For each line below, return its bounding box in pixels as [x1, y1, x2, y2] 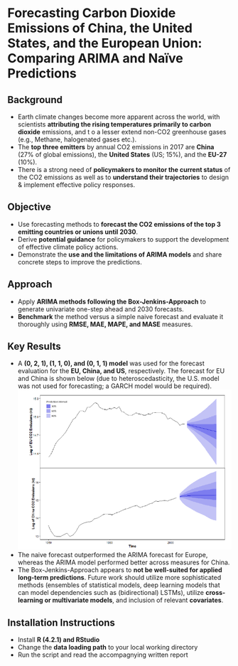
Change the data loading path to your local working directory [17, 643, 198, 652]
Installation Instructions [7, 616, 116, 628]
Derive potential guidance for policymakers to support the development [17, 235, 229, 243]
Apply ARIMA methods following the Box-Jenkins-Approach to [17, 297, 206, 306]
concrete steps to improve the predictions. [17, 257, 142, 266]
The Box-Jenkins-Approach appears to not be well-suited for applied [17, 566, 222, 574]
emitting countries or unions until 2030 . [17, 227, 139, 236]
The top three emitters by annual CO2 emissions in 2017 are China [17, 143, 215, 151]
